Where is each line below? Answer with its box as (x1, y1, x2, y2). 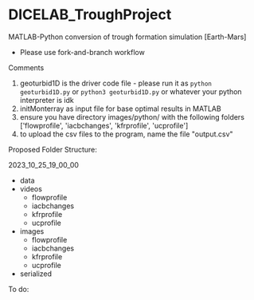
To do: (8, 284, 29, 294)
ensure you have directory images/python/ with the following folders (19, 112, 245, 121)
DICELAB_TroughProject (8, 6, 172, 24)
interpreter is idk (19, 95, 74, 105)
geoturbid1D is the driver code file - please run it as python (19, 78, 213, 88)
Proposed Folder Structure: (8, 144, 98, 154)
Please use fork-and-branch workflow (19, 47, 145, 57)
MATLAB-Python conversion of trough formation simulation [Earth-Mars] (8, 32, 247, 41)
